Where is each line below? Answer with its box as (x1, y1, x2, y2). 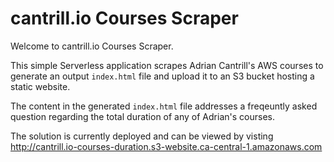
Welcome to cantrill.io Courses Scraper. (10, 40, 174, 52)
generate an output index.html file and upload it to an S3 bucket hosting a (10, 70, 315, 82)
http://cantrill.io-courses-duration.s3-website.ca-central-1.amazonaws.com (10, 140, 323, 152)
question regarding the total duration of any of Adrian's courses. (10, 110, 275, 122)
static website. (10, 80, 71, 92)
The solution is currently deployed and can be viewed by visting (10, 130, 274, 142)
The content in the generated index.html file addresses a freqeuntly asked (10, 100, 318, 112)
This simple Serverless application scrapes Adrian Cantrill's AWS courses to (10, 59, 324, 71)
